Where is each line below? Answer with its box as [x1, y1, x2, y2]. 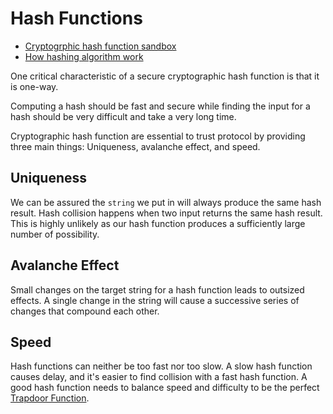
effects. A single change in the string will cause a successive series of [10, 294, 300, 306]
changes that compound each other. [10, 305, 160, 317]
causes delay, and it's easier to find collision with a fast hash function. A [10, 371, 308, 383]
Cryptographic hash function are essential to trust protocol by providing [10, 130, 306, 142]
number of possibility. [10, 228, 100, 240]
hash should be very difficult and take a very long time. [10, 110, 237, 122]
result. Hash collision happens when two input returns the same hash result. [10, 207, 323, 219]
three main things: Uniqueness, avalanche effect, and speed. [10, 140, 261, 152]
